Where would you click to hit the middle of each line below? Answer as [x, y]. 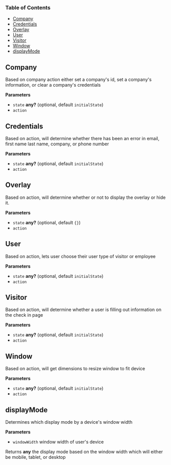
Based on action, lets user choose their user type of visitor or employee [80, 256]
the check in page [24, 315]
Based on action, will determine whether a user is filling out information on [83, 309]
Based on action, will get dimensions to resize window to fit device [75, 369]
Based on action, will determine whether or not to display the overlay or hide [86, 197]
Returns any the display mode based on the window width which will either [84, 451]
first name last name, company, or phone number [57, 144]
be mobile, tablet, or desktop [35, 457]
